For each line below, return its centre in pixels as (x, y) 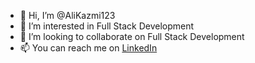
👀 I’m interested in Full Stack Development (107, 26)
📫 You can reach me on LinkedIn (88, 48)
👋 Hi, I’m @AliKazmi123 (67, 15)
